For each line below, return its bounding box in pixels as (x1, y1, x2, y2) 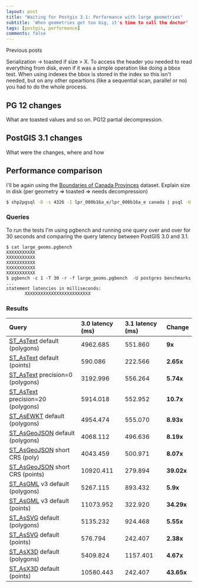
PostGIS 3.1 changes (6, 133, 82, 143)
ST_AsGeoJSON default (9, 429, 75, 437)
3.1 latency (124, 320, 157, 328)
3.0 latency (81, 320, 114, 328)
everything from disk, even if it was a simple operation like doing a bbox (6, 64, 181, 71)
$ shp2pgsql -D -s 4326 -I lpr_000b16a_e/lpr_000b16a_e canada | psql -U (6, 199, 192, 205)
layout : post (6, 8, 38, 15)
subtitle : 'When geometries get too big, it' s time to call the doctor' (6, 19, 189, 25)
